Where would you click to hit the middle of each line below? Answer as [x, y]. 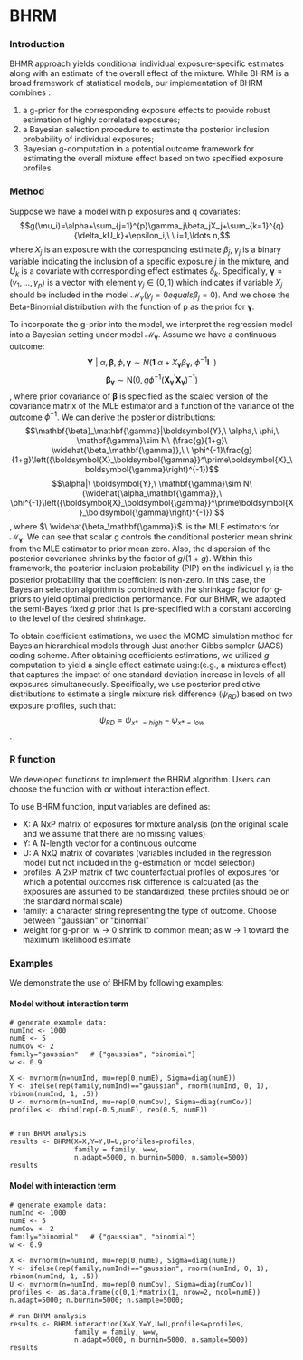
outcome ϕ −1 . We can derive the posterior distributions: [113, 416]
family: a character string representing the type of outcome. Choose [150, 910]
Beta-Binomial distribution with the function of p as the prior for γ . [132, 306]
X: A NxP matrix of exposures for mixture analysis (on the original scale [155, 824]
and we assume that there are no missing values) [114, 833]
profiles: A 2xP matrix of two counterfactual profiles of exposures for [151, 872]
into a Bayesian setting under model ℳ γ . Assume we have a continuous [143, 335]
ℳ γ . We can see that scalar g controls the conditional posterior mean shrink [151, 538]
